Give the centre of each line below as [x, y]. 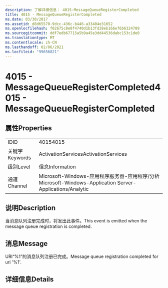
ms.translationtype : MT [30, 38]
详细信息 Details [29, 279]
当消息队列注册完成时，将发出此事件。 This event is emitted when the [76, 221]
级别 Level [19, 167]
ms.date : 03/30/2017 [27, 19]
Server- [127, 182]
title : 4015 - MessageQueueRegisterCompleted [53, 15]
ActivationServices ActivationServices [83, 154]
